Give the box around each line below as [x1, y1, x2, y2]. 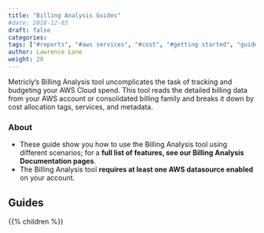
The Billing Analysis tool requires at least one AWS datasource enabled [19, 165, 254, 174]
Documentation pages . [19, 157, 97, 166]
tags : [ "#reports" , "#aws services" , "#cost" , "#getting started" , [8, 41, 234, 49]
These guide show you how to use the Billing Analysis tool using [19, 139, 228, 150]
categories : [8, 33, 47, 42]
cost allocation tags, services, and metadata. [8, 102, 153, 111]
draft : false [8, 26, 51, 34]
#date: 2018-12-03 [8, 19, 68, 27]
